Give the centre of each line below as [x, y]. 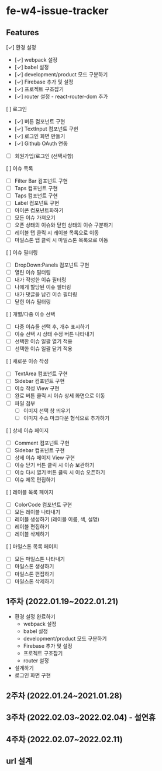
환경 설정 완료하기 [35, 617]
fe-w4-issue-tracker [58, 11]
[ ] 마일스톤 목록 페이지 [32, 547]
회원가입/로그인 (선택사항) [44, 156]
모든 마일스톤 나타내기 [40, 559]
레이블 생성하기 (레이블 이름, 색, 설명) [57, 519]
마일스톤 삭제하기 [34, 581]
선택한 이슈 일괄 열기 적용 [44, 341]
